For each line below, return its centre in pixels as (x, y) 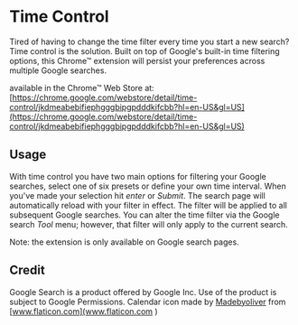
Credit (27, 270)
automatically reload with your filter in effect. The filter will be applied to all (148, 205)
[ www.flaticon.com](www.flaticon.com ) (84, 311)
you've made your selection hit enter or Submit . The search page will (138, 195)
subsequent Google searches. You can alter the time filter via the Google (144, 215)
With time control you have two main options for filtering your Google (138, 176)
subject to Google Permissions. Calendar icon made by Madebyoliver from (148, 302)
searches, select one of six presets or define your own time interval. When (148, 186)
